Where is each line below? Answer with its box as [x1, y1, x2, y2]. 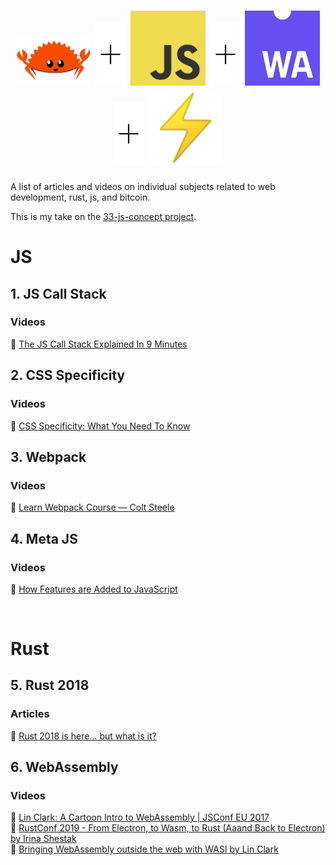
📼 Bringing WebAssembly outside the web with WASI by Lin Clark [10, 843, 279, 855]
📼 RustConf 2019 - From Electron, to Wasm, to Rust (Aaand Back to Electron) [10, 822, 326, 834]
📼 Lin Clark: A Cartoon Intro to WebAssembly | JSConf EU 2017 [10, 811, 270, 824]
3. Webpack [10, 448, 87, 465]
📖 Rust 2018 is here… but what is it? [10, 730, 157, 742]
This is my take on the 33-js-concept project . [10, 210, 197, 222]
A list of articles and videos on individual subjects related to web [10, 180, 276, 192]
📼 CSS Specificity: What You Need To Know [10, 420, 191, 432]
